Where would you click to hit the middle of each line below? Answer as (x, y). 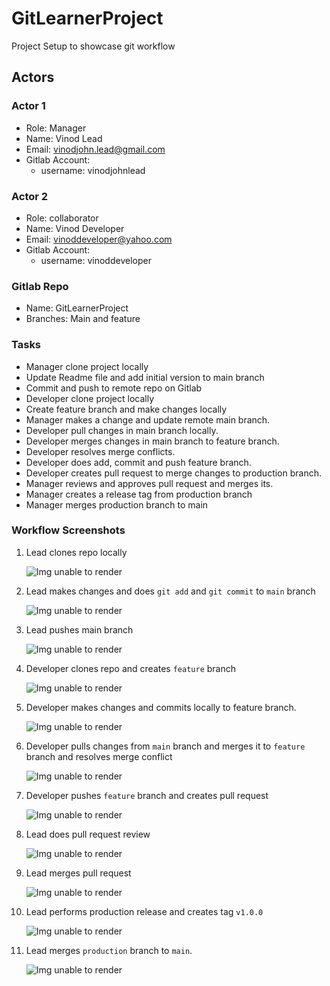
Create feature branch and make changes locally (126, 409)
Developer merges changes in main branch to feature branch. (152, 441)
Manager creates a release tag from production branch (139, 494)
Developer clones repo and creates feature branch (131, 668)
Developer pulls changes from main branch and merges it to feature (165, 746)
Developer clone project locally (89, 398)
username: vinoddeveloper (96, 260)
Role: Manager (56, 128)
